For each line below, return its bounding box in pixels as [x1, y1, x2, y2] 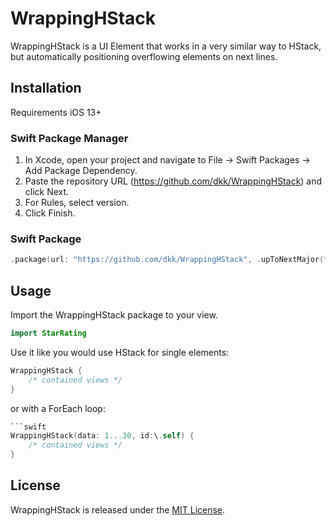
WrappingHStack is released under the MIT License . [10, 503, 226, 516]
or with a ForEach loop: [10, 402, 106, 414]
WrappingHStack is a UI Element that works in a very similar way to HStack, [10, 40, 322, 52]
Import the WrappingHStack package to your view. [10, 309, 218, 321]
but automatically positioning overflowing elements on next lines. [10, 50, 278, 62]
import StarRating [10, 328, 87, 339]
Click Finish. [24, 207, 76, 219]
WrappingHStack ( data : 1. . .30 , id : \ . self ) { [10, 431, 195, 441]
